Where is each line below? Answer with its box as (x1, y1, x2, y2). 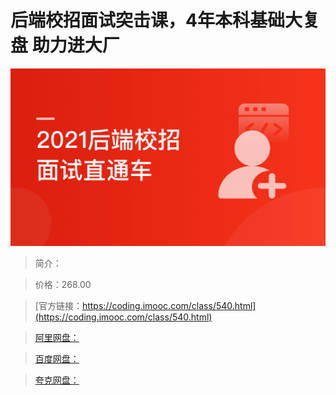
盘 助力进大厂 (10, 34, 120, 57)
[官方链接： (34, 299, 83, 311)
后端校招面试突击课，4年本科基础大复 (10, 9, 320, 32)
